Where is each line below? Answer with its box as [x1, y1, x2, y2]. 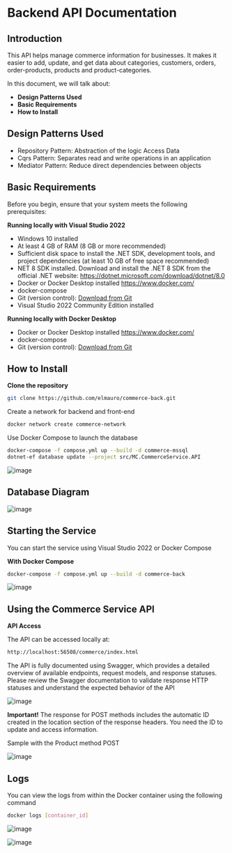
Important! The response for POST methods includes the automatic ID [7, 711, 210, 719]
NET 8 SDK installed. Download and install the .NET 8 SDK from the [17, 263, 211, 272]
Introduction [7, 33, 63, 45]
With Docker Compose [7, 557, 75, 565]
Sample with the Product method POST [7, 739, 120, 747]
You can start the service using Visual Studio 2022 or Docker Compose [7, 544, 212, 552]
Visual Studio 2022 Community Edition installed [17, 301, 155, 309]
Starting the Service [7, 525, 96, 537]
